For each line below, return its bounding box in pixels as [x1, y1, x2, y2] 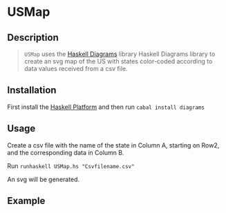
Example [7, 195, 46, 207]
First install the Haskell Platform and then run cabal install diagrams [7, 103, 205, 111]
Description [7, 32, 59, 43]
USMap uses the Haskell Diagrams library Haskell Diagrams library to [23, 50, 216, 58]
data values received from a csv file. [23, 65, 128, 72]
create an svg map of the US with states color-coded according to [23, 57, 213, 65]
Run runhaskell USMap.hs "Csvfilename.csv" [7, 161, 135, 170]
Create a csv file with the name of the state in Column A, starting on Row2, [7, 141, 220, 149]
